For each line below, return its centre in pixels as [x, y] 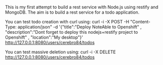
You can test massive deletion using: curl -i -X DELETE [61, 52]
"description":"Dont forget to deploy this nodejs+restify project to [72, 32]
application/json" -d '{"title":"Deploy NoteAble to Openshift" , [80, 27]
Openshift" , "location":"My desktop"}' [44, 37]
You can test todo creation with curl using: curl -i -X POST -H [67, 22]
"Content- [140, 22]
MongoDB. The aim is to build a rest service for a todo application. [72, 12]
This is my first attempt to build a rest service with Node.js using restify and [82, 7]
